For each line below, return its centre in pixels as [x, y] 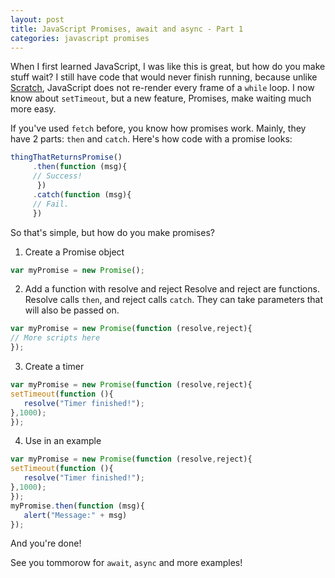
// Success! [57, 176]
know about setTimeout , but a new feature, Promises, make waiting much [161, 98]
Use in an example [63, 441]
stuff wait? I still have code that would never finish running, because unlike [164, 77]
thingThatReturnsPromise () [66, 157]
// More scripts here [55, 338]
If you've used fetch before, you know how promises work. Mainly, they [158, 128]
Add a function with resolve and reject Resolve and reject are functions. [172, 289]
